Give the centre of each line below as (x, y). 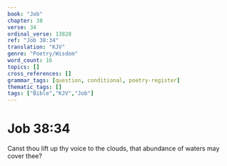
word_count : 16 (30, 61)
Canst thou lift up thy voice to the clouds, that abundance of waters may (113, 149)
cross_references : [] (40, 73)
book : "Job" (25, 14)
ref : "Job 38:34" (33, 41)
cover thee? (25, 156)
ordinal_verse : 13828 (40, 34)
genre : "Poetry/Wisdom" (43, 54)
